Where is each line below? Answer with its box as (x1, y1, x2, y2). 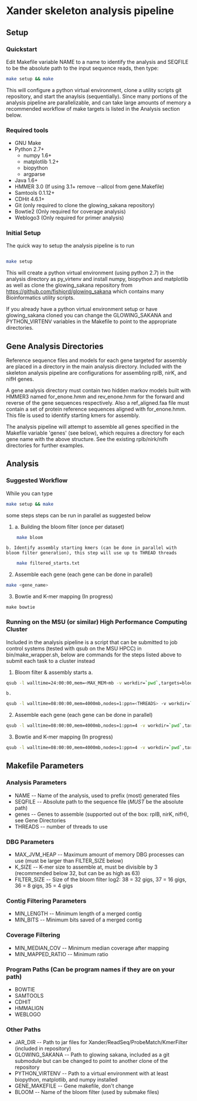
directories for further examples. (6, 442, 85, 449)
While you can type (6, 490, 53, 497)
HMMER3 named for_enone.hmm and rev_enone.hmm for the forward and (6, 393, 185, 400)
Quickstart (6, 45, 38, 53)
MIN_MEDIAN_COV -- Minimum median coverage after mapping (14, 944, 169, 951)
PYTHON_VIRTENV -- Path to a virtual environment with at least (14, 1070, 169, 1077)
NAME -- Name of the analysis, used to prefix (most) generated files (14, 792, 180, 799)
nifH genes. (6, 375, 34, 382)
